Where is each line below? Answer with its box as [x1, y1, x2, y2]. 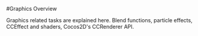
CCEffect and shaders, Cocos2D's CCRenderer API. [6, 23, 134, 30]
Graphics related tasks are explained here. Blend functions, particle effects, [6, 17, 193, 23]
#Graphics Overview [6, 5, 57, 12]
